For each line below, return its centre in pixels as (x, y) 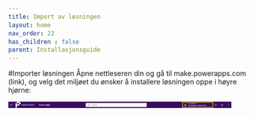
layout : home (30, 25)
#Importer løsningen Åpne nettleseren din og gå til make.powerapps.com (127, 73)
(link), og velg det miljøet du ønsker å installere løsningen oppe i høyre (123, 82)
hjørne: (20, 90)
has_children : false (44, 42)
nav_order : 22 (32, 33)
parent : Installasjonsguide (55, 50)
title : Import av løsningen (55, 17)
